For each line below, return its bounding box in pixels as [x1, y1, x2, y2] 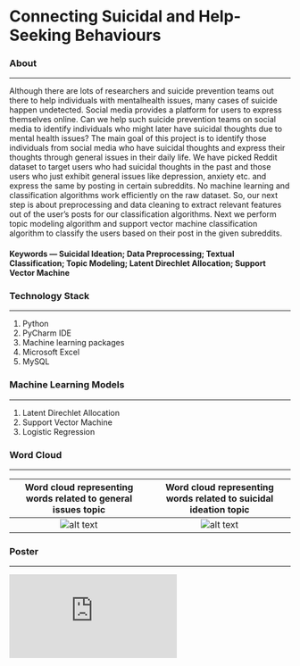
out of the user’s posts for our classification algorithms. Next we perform [9, 209, 277, 220]
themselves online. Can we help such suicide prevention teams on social [9, 114, 277, 125]
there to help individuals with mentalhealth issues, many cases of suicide [9, 96, 279, 106]
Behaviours [74, 25, 162, 46]
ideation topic [189, 503, 250, 515]
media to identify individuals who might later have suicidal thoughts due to [9, 123, 283, 135]
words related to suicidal [165, 492, 274, 504]
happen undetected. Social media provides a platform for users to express [9, 104, 283, 115]
